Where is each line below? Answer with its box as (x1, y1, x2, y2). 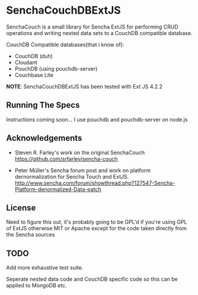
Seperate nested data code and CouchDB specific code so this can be (6, 275, 178, 283)
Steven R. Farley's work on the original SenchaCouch (14, 149, 145, 156)
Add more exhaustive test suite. (6, 264, 84, 271)
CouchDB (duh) (14, 52, 53, 59)
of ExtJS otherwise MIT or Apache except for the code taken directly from (6, 225, 187, 232)
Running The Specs (6, 100, 80, 110)
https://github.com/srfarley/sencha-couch (14, 155, 118, 162)
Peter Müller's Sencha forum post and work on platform (14, 167, 151, 174)
